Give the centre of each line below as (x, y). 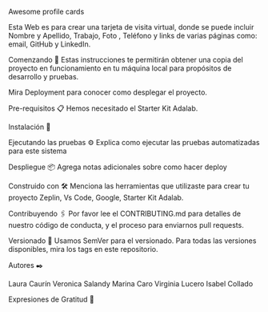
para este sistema (38, 151)
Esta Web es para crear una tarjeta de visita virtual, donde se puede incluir (131, 27)
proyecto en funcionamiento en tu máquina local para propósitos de (120, 68)
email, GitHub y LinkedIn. (50, 44)
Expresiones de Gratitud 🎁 (51, 299)
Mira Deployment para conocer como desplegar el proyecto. (108, 92)
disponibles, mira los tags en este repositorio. (83, 249)
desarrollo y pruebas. (44, 77)
